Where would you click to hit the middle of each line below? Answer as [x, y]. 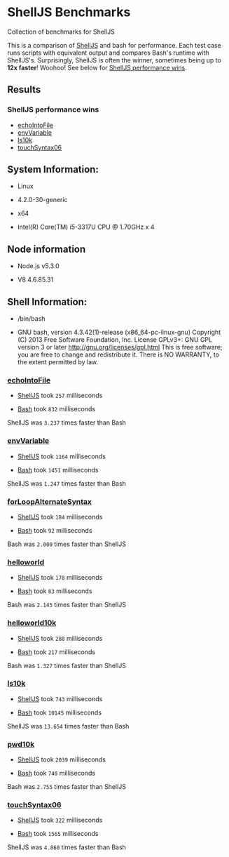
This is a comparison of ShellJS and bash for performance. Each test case [114, 45]
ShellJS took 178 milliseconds [60, 578]
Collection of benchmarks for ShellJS [61, 32]
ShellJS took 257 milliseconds [60, 396]
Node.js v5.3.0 [38, 266]
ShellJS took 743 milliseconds [60, 698]
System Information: [53, 170]
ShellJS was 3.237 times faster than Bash [67, 423]
